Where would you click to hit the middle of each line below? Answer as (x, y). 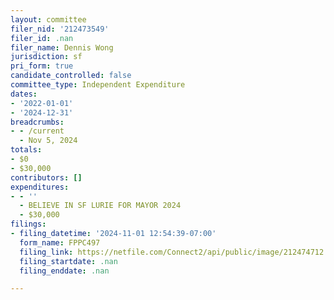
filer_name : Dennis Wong (62, 47)
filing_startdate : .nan (68, 261)
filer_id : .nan (42, 38)
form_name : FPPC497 (60, 242)
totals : (26, 150)
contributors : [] (46, 177)
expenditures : (40, 187)
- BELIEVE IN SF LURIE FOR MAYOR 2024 (100, 206)
